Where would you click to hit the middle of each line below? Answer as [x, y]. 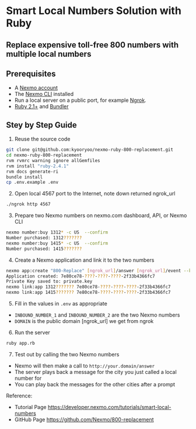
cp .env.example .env [32, 183]
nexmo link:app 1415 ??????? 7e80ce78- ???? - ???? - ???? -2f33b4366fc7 [88, 293]
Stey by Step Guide [41, 125]
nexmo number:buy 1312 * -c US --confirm [57, 232]
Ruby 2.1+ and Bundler [41, 107]
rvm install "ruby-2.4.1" [37, 166]
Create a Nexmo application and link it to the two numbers [84, 260]
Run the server [32, 332]
